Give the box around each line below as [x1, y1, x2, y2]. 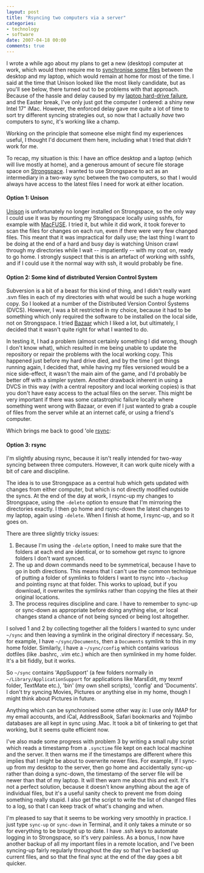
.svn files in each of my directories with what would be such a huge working [6, 294, 197, 301]
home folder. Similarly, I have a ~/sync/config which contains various [6, 644, 179, 652]
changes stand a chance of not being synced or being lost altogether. [15, 613, 189, 620]
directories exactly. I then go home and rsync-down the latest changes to [6, 505, 190, 512]
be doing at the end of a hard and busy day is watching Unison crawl [6, 240, 178, 247]
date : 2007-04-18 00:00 [6, 37, 67, 43]
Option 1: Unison [6, 194, 49, 202]
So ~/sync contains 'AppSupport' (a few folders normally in [6, 669, 154, 676]
